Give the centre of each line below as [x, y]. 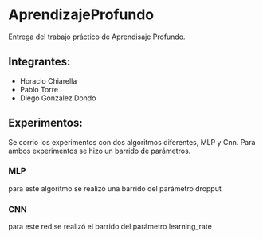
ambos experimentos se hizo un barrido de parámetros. [100, 151]
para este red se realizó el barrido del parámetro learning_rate [110, 227]
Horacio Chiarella [48, 80]
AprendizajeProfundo [81, 15]
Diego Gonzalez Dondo [58, 98]
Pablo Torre [39, 89]
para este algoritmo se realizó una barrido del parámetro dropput [115, 188]
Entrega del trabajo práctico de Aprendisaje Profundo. [97, 37]
